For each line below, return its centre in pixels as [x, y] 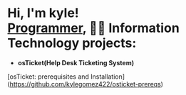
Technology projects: [72, 43]
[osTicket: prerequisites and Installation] [66, 77]
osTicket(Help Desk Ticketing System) [76, 62]
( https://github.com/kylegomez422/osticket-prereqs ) [86, 84]
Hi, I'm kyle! [43, 13]
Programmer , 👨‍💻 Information [93, 28]
